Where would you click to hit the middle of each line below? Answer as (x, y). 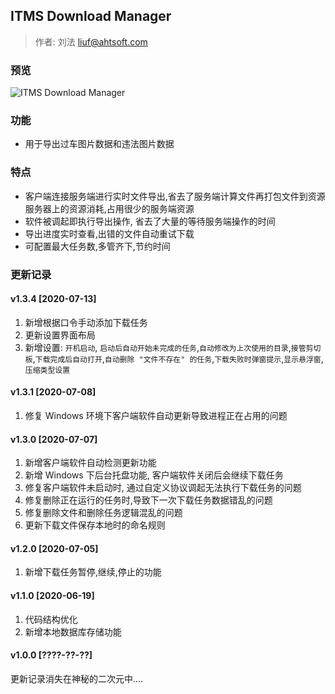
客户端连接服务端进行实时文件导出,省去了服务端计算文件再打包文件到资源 (175, 196)
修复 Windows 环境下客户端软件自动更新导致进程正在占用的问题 (156, 416)
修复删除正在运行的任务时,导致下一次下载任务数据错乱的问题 (148, 500)
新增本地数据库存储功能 (73, 631)
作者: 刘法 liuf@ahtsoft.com (91, 41)
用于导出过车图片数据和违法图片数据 (99, 144)
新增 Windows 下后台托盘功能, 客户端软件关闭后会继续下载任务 (154, 475)
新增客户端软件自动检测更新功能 (90, 463)
